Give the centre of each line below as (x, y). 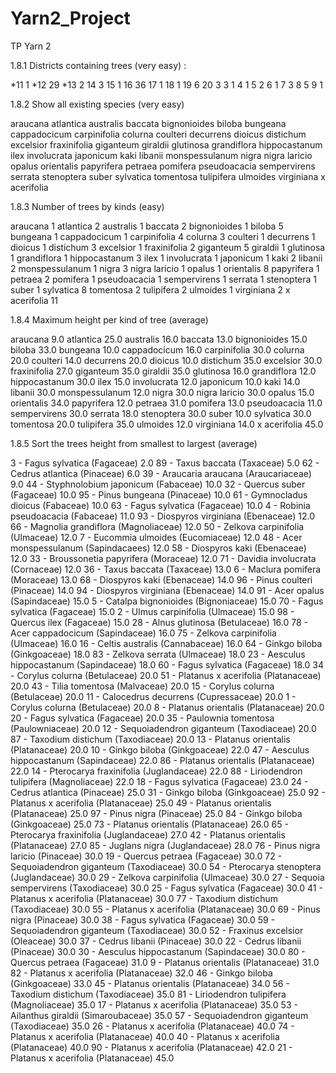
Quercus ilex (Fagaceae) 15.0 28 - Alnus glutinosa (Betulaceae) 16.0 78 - (159, 622)
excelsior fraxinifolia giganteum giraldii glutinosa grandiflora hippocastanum (166, 144)
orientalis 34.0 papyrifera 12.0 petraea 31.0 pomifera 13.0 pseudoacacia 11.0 (166, 403)
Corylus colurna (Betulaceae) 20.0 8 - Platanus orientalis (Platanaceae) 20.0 (167, 707)
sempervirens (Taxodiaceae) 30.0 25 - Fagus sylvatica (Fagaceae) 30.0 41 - (166, 888)
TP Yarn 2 (31, 46)
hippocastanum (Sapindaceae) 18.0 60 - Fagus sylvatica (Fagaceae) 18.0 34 (167, 664)
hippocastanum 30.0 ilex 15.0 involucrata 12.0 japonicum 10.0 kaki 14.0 (155, 381)
